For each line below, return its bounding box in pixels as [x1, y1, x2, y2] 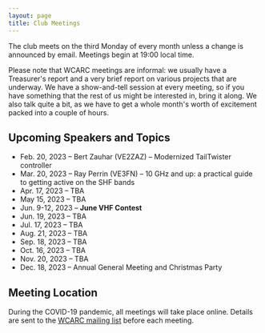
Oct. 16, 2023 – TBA [19, 246, 86, 255]
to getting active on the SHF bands [19, 178, 135, 187]
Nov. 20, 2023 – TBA [19, 254, 89, 264]
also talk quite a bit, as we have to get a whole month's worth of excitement [8, 99, 258, 109]
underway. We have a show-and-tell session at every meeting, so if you [8, 82, 245, 92]
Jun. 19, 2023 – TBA [19, 211, 86, 221]
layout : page [8, 11, 52, 20]
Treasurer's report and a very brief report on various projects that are [8, 74, 238, 83]
